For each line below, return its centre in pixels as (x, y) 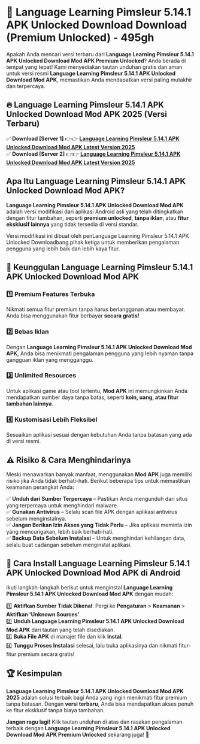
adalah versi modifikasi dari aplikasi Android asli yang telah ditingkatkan (95, 211)
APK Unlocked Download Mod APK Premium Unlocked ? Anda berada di (96, 61)
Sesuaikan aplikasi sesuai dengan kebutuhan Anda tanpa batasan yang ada (99, 435)
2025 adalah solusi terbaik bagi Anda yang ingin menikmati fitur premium (97, 697)
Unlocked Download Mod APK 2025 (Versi (87, 114)
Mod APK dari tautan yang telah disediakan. (60, 630)
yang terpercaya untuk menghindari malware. (62, 505)
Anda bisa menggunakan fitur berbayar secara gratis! (73, 316)
